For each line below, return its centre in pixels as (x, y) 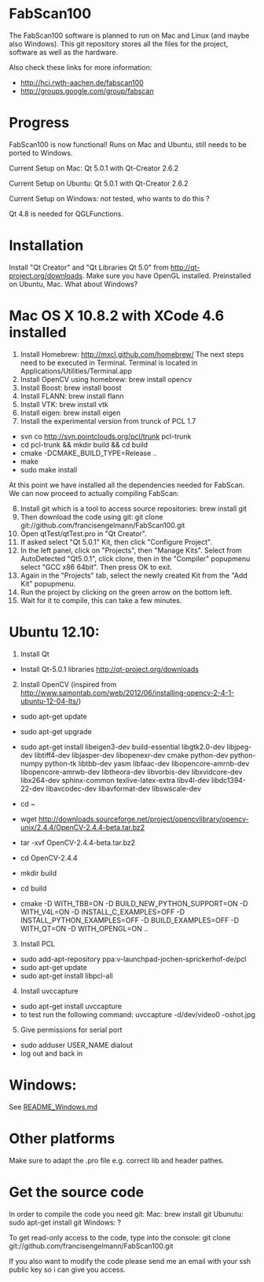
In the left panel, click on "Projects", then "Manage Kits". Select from (131, 550)
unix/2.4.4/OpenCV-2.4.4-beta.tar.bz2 (82, 827)
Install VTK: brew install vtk (64, 404)
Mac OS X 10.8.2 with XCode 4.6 (117, 316)
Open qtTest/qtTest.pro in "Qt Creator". (84, 533)
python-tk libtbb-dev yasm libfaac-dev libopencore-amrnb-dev (147, 763)
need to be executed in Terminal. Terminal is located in (109, 362)
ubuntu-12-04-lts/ (49, 701)
